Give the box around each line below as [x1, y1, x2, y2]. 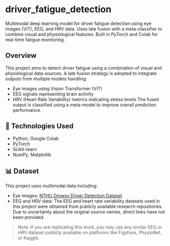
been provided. [12, 214, 45, 221]
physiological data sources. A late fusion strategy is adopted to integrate [5, 70, 157, 76]
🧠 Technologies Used [5, 122, 74, 131]
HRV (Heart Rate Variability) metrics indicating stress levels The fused [12, 96, 159, 102]
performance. [12, 107, 42, 113]
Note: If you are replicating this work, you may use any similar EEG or [17, 224, 162, 230]
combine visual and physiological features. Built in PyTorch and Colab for [5, 31, 158, 37]
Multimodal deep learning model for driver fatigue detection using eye [5, 20, 152, 26]
